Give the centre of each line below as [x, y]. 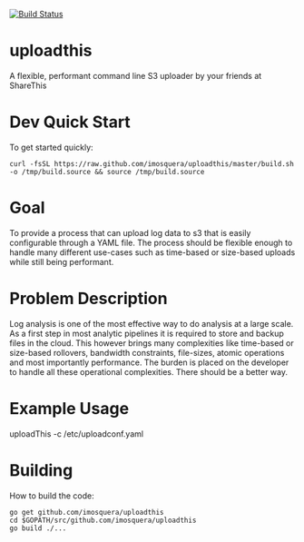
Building [41, 470]
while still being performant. [62, 261]
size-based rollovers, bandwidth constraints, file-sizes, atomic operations [147, 352]
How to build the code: [52, 496]
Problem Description [88, 299]
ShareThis [28, 85]
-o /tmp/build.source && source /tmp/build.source [107, 172]
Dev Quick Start [70, 122]
